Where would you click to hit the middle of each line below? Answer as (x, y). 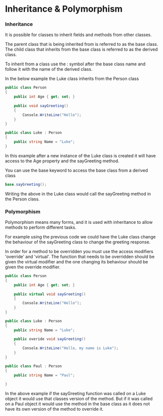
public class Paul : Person (34, 366)
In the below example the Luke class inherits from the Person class (72, 79)
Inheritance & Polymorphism (64, 9)
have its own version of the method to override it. (54, 409)
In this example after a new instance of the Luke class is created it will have (81, 156)
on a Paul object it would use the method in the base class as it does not (77, 404)
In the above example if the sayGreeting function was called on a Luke (75, 394)
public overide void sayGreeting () (50, 339)
